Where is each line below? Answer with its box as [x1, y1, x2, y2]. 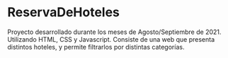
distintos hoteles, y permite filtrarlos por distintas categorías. [7, 42, 185, 51]
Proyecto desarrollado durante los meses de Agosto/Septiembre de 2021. [7, 28, 222, 36]
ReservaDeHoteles [7, 4, 120, 21]
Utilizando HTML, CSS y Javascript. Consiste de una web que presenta [7, 35, 215, 43]
